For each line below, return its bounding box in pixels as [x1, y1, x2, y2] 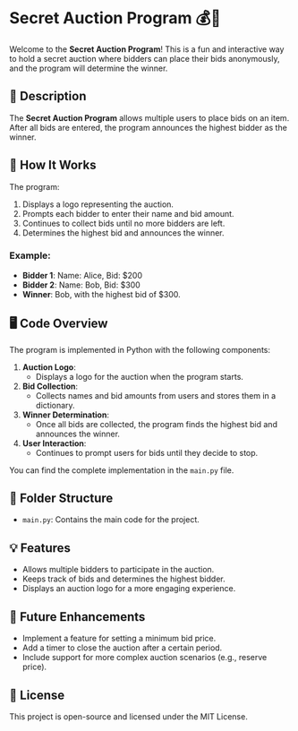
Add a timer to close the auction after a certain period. [21, 642, 223, 653]
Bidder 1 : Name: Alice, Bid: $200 [21, 270, 143, 280]
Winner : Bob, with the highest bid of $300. [21, 288, 181, 299]
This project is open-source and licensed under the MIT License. [9, 710, 248, 722]
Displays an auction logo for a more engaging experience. [21, 583, 236, 594]
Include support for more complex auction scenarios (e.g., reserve [21, 652, 268, 663]
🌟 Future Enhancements [9, 609, 146, 624]
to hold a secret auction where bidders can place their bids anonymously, [9, 53, 280, 64]
